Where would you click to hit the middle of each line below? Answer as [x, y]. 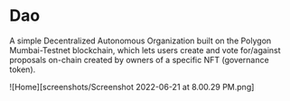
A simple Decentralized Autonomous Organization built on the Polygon [140, 41]
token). [23, 69]
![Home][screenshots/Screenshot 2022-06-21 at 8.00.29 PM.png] [132, 87]
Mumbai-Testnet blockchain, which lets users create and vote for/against [145, 50]
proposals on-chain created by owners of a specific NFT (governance [139, 60]
